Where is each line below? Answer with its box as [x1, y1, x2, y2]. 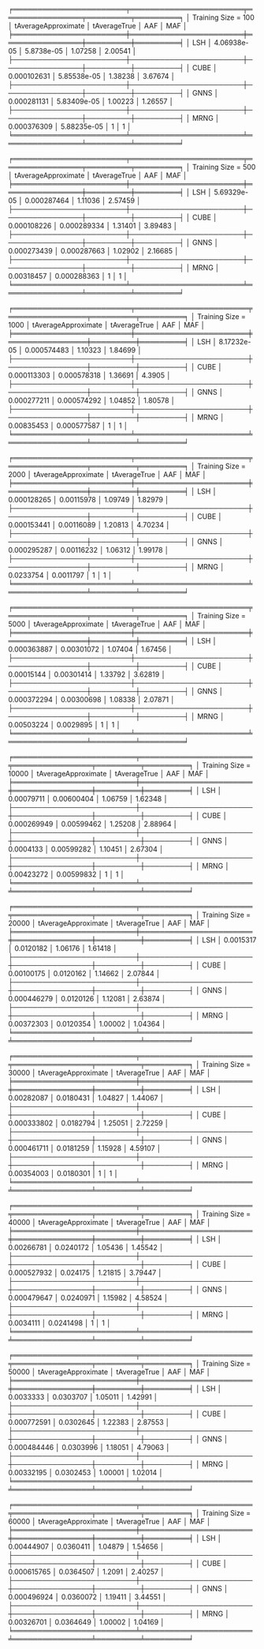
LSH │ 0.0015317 [202, 935, 257, 945]
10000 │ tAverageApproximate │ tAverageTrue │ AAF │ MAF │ [8, 769, 210, 778]
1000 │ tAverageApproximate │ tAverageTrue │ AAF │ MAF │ [8, 321, 206, 329]
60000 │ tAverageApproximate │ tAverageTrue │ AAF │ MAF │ [8, 1517, 211, 1526]
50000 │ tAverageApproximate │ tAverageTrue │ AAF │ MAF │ [8, 1367, 211, 1377]
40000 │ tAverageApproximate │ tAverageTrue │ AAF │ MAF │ [8, 1218, 211, 1226]
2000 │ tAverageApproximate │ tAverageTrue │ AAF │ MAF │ [8, 470, 207, 479]
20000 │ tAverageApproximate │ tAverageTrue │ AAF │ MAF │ [8, 918, 211, 928]
